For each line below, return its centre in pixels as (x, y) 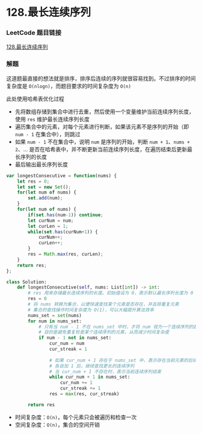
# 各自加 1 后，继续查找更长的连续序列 (92, 366)
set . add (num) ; (45, 198)
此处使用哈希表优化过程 (35, 99)
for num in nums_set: (55, 321)
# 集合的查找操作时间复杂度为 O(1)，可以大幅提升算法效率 (91, 310)
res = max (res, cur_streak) (84, 394)
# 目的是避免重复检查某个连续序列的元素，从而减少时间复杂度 (104, 332)
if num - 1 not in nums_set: (75, 338)
